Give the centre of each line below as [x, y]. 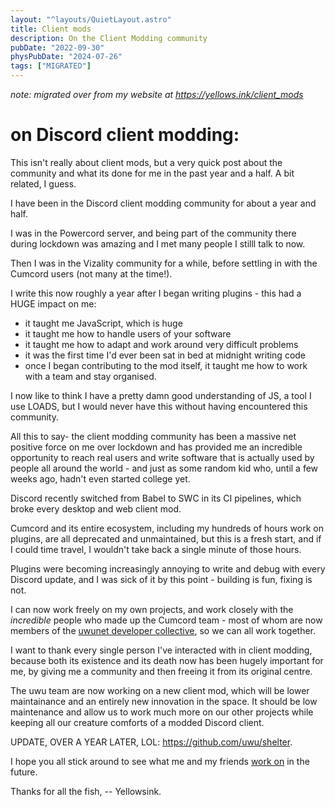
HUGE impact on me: [53, 303]
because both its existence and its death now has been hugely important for [167, 660]
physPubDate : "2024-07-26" [66, 57]
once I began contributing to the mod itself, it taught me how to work [166, 365]
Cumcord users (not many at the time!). [91, 273]
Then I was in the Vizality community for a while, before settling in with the [164, 263]
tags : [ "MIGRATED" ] [51, 66]
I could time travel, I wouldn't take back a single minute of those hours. [156, 549]
